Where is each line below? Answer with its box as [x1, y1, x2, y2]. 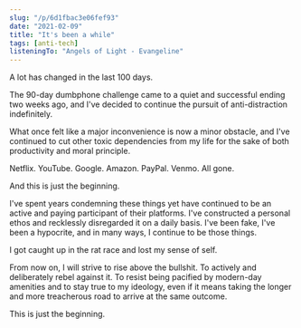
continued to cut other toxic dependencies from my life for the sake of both [9, 136, 289, 147]
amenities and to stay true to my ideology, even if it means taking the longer [9, 282, 292, 293]
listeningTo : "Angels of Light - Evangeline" [9, 47, 183, 56]
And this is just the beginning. [9, 180, 120, 191]
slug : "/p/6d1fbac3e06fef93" [9, 13, 119, 23]
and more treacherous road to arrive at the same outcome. [9, 291, 228, 302]
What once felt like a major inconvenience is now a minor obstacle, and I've [9, 126, 291, 137]
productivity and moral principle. [9, 146, 131, 157]
